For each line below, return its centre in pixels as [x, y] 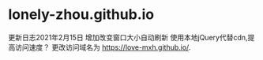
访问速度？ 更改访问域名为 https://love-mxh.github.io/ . [103, 47]
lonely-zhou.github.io [81, 15]
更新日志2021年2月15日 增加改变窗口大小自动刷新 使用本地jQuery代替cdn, [128, 37]
